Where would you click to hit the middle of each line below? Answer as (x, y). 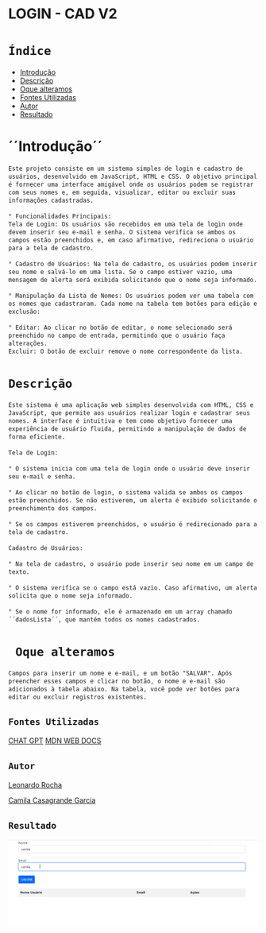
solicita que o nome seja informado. (71, 596)
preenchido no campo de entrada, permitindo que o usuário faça (117, 336)
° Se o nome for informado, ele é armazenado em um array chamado (120, 612)
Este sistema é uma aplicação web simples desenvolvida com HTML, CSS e (131, 405)
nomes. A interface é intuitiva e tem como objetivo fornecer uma (120, 421)
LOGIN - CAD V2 (63, 14)
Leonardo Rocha (35, 784)
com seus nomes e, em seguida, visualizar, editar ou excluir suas (122, 193)
